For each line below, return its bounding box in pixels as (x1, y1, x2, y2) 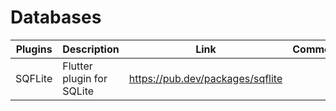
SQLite (62, 84, 95, 98)
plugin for (62, 71, 108, 85)
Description (62, 42, 120, 56)
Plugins (15, 42, 53, 56)
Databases (10, 6, 102, 29)
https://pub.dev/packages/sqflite (128, 71, 283, 85)
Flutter (62, 59, 93, 73)
